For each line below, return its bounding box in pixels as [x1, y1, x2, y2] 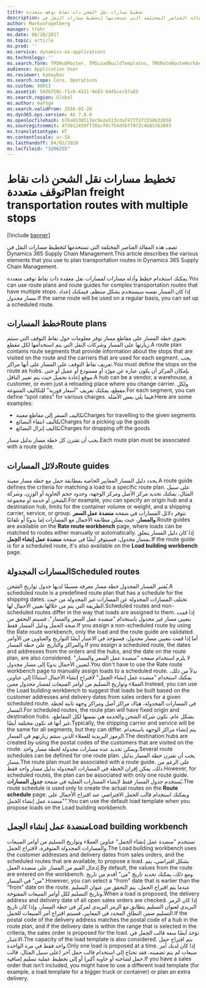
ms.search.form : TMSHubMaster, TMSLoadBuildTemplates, [7, 60, 150, 66]
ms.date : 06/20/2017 [7, 32, 60, 38]
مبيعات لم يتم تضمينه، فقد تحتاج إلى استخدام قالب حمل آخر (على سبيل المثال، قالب [7, 948, 197, 956]
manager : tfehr [7, 26, 46, 32]
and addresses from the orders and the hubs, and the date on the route [7, 647, 186, 655]
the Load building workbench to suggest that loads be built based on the [7, 687, 190, 694]
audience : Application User [7, 66, 79, 72]
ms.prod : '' [7, 43, 37, 50]
